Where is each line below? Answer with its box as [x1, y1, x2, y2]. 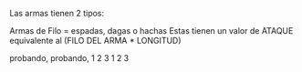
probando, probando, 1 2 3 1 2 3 [9, 53, 130, 63]
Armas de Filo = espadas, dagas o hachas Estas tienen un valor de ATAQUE [9, 26, 294, 36]
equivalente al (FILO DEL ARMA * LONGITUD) [9, 36, 182, 46]
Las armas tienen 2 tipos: [9, 8, 105, 18]
